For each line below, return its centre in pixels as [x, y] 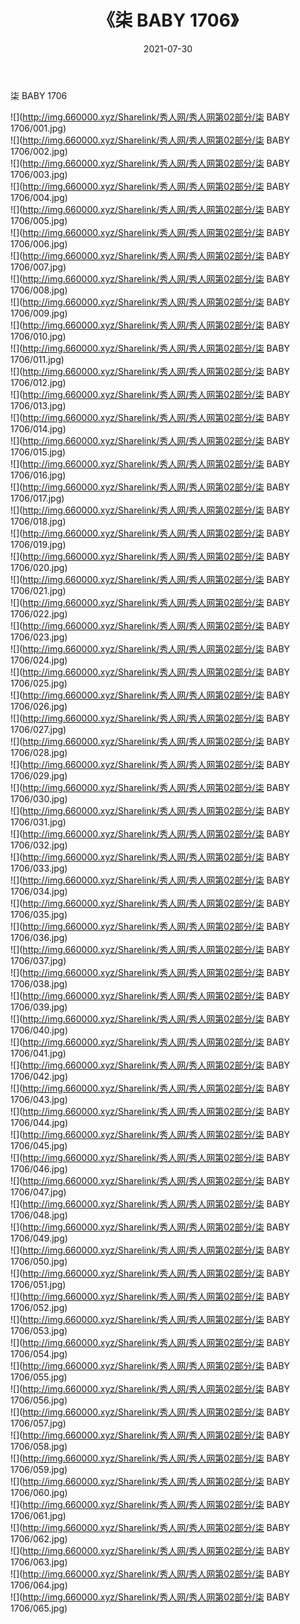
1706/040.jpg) [39, 1030]
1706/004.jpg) [39, 197]
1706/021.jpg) [38, 590]
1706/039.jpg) [39, 1007]
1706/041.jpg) [38, 1053]
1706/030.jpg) [39, 798]
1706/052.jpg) [39, 1307]
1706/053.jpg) [39, 1330]
